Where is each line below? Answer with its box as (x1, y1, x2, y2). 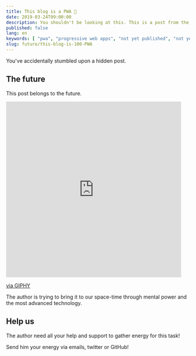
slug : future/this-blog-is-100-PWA (6, 42, 93, 47)
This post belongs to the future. (6, 90, 82, 97)
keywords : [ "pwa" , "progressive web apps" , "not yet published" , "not (6, 36, 184, 42)
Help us (6, 317, 34, 327)
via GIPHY (6, 282, 31, 289)
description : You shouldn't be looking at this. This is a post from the (6, 19, 190, 25)
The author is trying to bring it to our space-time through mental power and (6, 293, 187, 300)
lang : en (6, 30, 27, 36)
